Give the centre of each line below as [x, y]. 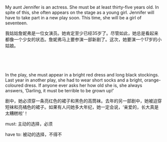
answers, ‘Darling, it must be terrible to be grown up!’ [60, 91]
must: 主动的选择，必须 [29, 124]
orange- [152, 80]
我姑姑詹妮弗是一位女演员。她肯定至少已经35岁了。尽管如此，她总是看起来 [82, 33]
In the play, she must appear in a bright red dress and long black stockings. [82, 75]
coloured [14, 85]
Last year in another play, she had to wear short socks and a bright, [74, 80]
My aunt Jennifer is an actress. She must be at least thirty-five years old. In [82, 7]
